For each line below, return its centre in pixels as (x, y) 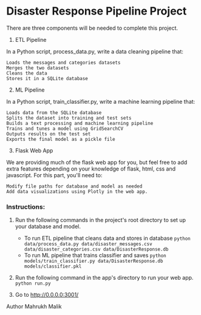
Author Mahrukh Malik (34, 307)
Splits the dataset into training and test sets (69, 118)
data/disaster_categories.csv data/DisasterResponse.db (96, 249)
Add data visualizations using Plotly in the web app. (77, 191)
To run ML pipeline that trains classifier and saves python (95, 256)
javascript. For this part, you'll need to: (54, 175)
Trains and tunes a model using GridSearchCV (65, 129)
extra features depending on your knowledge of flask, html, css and (91, 169)
